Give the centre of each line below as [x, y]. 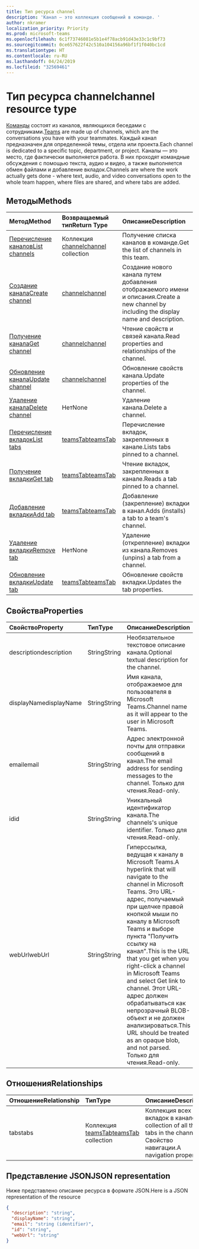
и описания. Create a [151, 297]
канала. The [143, 815]
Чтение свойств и [148, 329]
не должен [169, 1018]
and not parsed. [148, 1047]
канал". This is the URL [158, 951]
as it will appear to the [157, 714]
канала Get [24, 344]
